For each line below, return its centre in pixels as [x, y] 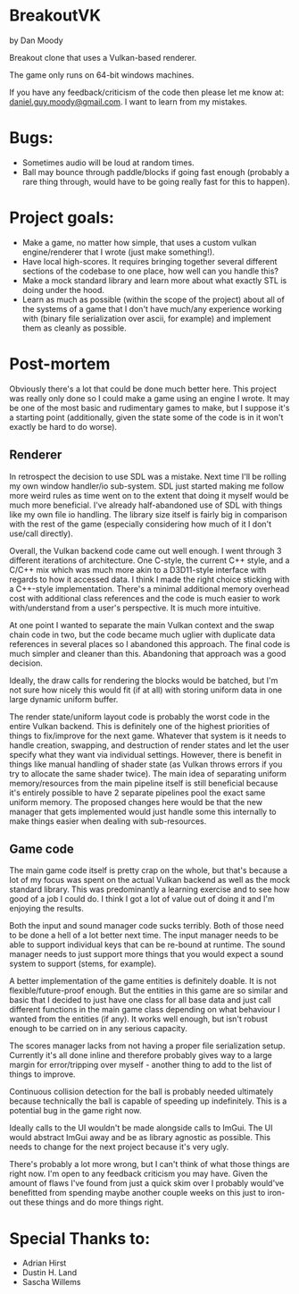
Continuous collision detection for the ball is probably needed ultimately [141, 1092]
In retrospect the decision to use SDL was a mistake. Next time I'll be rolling [148, 476]
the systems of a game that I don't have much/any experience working [152, 308]
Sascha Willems [51, 1282]
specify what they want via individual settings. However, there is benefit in [146, 754]
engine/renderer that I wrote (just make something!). [118, 252]
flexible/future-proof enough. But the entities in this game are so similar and [149, 991]
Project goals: [62, 218]
